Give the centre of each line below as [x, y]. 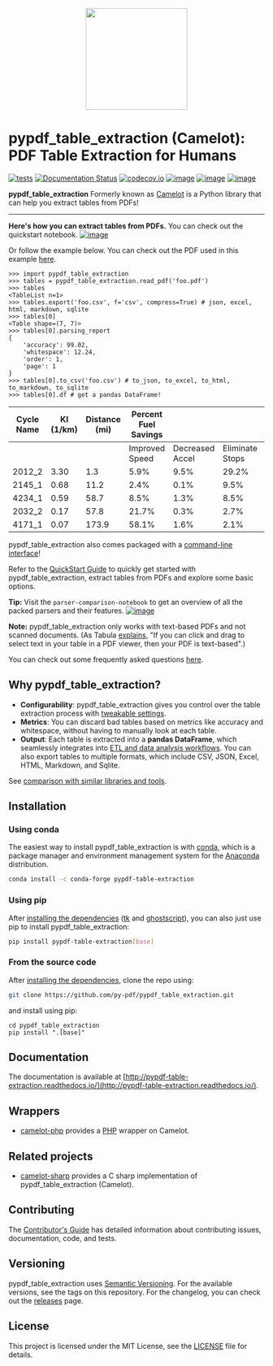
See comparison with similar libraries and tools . [88, 781]
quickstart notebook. [43, 234]
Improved [147, 448]
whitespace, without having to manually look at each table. [118, 730]
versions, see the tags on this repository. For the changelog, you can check [134, 1292]
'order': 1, [43, 359]
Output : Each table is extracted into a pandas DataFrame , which [128, 739]
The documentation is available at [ [67, 1077]
